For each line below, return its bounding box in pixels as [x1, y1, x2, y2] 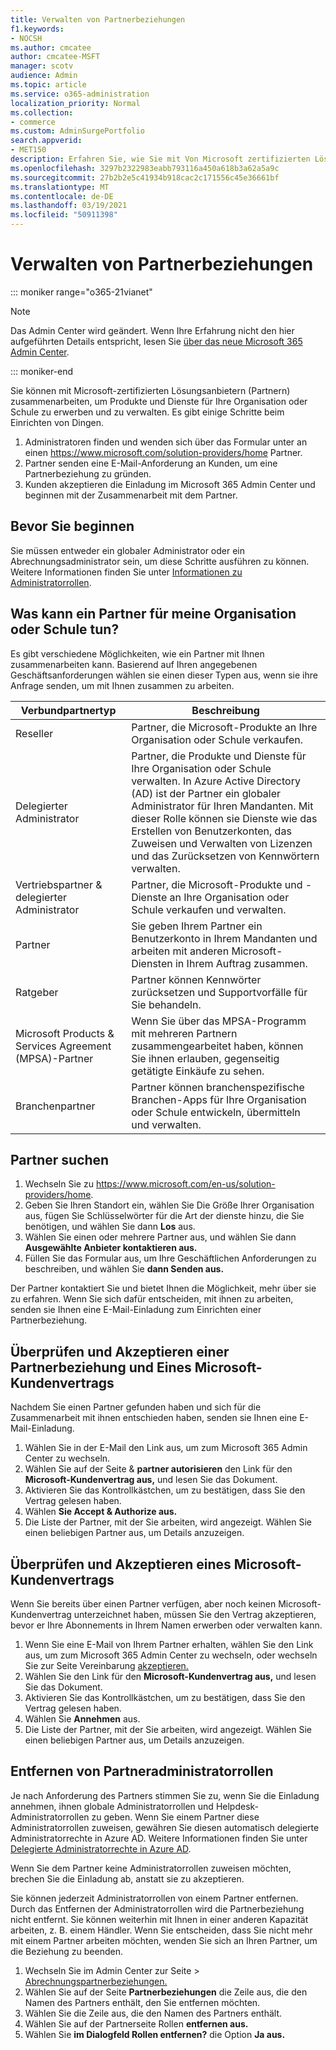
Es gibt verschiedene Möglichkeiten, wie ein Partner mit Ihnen [10, 647, 265, 660]
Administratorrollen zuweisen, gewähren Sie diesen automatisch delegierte [10, 1821, 320, 1833]
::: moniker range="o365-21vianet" [10, 286, 153, 298]
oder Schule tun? [10, 621, 120, 638]
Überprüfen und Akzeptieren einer [10, 1343, 230, 1360]
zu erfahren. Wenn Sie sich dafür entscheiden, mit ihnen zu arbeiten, [10, 1293, 294, 1305]
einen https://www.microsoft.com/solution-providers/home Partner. [24, 446, 303, 458]
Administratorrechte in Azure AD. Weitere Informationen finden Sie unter [10, 1832, 308, 1844]
